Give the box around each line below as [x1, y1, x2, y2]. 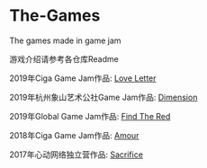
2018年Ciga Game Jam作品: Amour [9, 129, 139, 140]
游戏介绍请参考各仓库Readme [9, 53, 119, 64]
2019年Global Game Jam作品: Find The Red [9, 111, 171, 121]
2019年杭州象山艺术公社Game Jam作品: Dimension [9, 92, 198, 102]
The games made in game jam [9, 35, 121, 46]
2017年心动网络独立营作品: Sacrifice [9, 149, 144, 160]
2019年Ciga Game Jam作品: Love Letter [9, 73, 157, 84]
